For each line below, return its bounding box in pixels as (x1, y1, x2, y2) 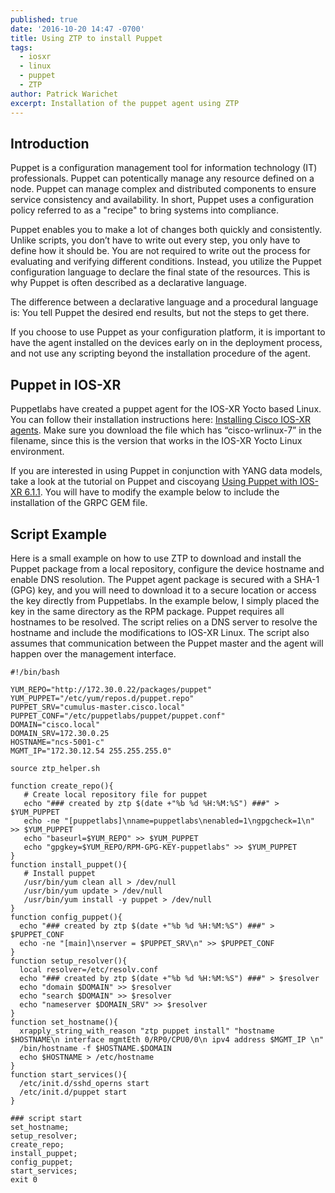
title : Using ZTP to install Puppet (10, 33, 163, 43)
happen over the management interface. (10, 647, 177, 660)
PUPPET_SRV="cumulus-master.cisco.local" (10, 702, 186, 712)
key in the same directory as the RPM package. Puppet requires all (10, 605, 285, 617)
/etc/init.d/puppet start (19, 1087, 128, 1097)
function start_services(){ (10, 1069, 128, 1080)
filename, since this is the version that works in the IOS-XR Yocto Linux (10, 435, 303, 447)
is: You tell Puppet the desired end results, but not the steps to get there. (10, 307, 310, 319)
